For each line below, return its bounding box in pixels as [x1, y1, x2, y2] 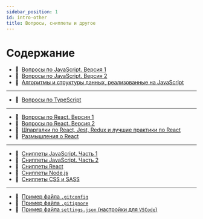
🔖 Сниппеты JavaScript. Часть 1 [14, 150, 98, 157]
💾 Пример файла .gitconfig [14, 193, 89, 200]
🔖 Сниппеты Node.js [14, 170, 68, 177]
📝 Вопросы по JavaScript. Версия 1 [14, 66, 107, 73]
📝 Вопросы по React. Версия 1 [14, 113, 94, 121]
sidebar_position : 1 [6, 8, 59, 15]
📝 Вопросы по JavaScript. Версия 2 [14, 72, 108, 80]
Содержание [6, 46, 76, 60]
